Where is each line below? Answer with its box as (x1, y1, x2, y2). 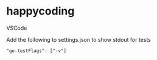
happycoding (6, 4, 75, 18)
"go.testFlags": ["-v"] (6, 47, 67, 54)
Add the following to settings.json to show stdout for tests (6, 36, 151, 43)
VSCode (6, 24, 27, 32)
